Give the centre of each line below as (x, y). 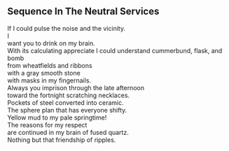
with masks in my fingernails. (49, 80)
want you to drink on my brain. (51, 43)
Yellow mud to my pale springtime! (57, 117)
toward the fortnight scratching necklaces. (69, 95)
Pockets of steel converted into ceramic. (65, 102)
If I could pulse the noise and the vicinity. (67, 28)
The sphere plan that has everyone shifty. (67, 110)
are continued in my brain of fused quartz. (68, 132)
